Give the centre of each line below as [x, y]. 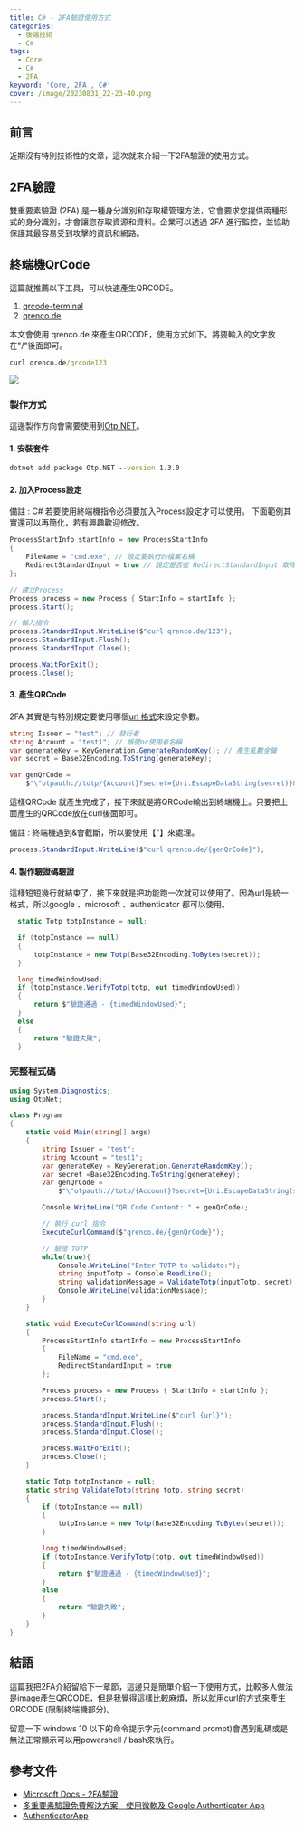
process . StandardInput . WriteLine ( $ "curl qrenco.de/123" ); [121, 631]
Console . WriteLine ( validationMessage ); [133, 1291]
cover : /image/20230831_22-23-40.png [81, 93]
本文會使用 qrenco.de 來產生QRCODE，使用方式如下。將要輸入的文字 [139, 334]
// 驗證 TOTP [65, 1248]
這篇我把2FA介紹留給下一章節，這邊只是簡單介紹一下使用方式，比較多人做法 [152, 1686]
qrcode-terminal [53, 306]
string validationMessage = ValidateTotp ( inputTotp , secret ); [177, 1282]
